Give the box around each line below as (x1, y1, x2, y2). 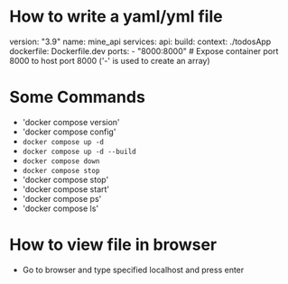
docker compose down (22, 156, 100, 166)
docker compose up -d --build (22, 147, 137, 156)
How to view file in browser (9, 234, 218, 255)
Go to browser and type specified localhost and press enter (22, 264, 245, 275)
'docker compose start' (22, 183, 110, 195)
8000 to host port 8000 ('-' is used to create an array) (9, 55, 210, 66)
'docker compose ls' (22, 203, 99, 214)
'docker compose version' (22, 116, 120, 127)
